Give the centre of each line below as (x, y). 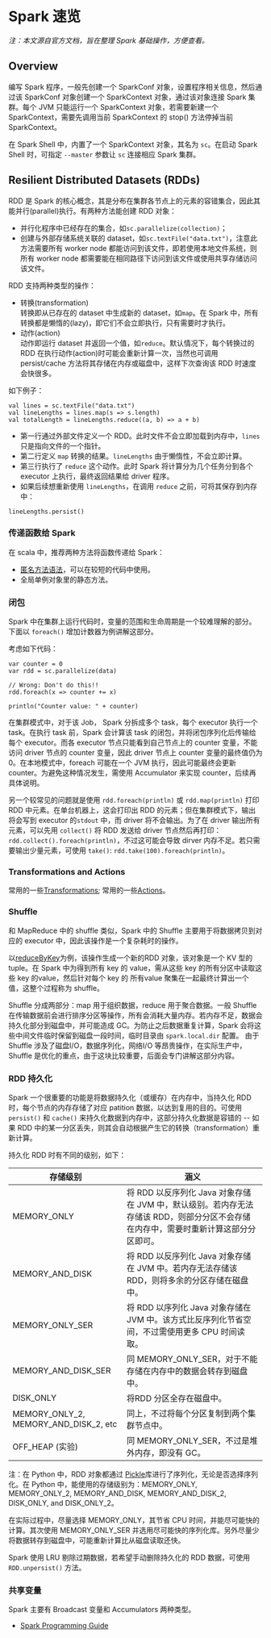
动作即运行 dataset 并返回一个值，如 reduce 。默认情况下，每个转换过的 (137, 343)
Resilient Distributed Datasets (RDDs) (104, 180)
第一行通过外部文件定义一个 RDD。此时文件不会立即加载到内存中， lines (140, 436)
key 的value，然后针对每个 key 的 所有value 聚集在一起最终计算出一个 (133, 978)
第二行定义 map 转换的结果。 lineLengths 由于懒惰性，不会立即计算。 (133, 456)
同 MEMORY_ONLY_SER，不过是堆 (192, 1441)
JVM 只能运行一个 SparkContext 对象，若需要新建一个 (129, 107)
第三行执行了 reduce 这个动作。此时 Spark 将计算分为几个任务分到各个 (137, 466)
